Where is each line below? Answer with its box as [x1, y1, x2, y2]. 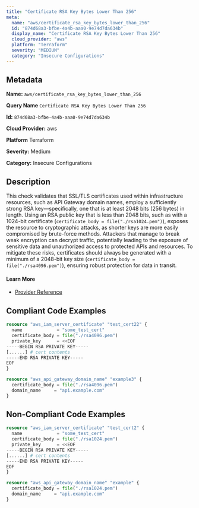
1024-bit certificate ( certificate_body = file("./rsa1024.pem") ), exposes [6, 218, 188, 225]
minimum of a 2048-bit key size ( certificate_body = [6, 256, 135, 263]
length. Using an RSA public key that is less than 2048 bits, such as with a [6, 211, 187, 218]
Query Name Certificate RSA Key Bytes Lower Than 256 [6, 102, 146, 109]
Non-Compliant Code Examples [6, 409, 126, 420]
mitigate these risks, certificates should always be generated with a [6, 249, 171, 256]
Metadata [6, 75, 43, 85]
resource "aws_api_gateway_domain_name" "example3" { [6, 376, 143, 383]
